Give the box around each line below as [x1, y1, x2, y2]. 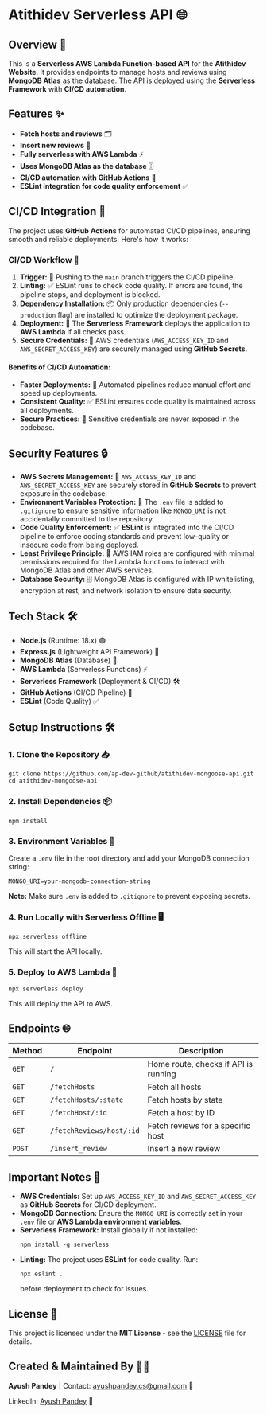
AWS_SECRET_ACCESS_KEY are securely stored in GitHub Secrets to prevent [19, 480, 257, 490]
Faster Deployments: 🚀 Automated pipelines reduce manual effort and [19, 380, 252, 389]
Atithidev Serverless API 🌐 [8, 6, 188, 24]
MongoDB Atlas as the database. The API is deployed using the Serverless [8, 76, 256, 85]
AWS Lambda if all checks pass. [19, 326, 126, 336]
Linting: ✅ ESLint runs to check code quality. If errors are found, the [19, 280, 244, 290]
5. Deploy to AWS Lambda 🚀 [8, 967, 118, 978]
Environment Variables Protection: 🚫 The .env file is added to [19, 497, 224, 506]
